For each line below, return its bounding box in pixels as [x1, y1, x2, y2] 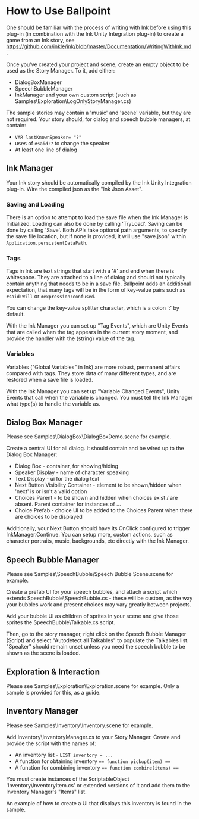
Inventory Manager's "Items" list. [6, 788, 87, 795]
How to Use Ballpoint [6, 4, 111, 18]
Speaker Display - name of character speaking [14, 469, 129, 476]
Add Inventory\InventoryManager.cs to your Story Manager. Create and [6, 733, 181, 740]
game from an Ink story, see [6, 36, 75, 43]
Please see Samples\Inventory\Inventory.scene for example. [6, 722, 153, 729]
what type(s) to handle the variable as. [6, 400, 100, 407]
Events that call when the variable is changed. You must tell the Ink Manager [6, 394, 193, 401]
